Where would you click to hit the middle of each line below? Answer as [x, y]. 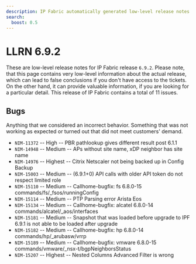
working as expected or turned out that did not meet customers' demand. [94, 131]
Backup [24, 168]
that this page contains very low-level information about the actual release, [96, 74]
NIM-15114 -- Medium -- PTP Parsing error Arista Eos [78, 199]
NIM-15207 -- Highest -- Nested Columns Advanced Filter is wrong [94, 255]
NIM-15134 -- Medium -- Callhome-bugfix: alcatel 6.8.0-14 [84, 205]
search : [16, 17]
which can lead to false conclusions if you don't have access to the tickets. [97, 80]
